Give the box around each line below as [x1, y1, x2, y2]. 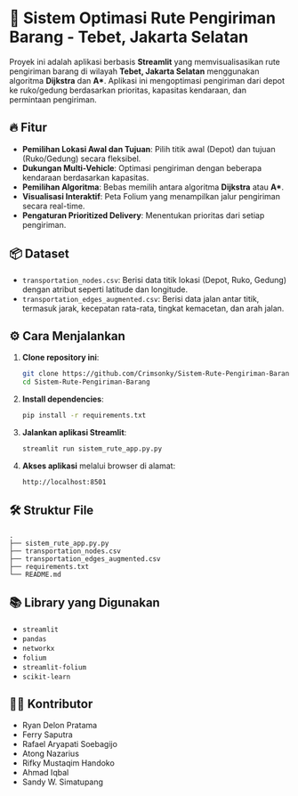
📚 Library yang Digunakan [9, 596, 160, 611]
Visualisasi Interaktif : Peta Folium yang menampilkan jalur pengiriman [21, 191, 280, 201]
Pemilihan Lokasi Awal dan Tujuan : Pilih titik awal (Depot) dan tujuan [21, 143, 276, 154]
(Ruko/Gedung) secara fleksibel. [21, 153, 141, 164]
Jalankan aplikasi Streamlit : [21, 427, 127, 437]
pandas [21, 634, 47, 644]
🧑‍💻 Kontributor [9, 696, 93, 711]
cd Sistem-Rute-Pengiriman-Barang [21, 378, 150, 386]
